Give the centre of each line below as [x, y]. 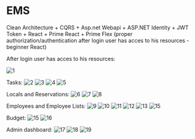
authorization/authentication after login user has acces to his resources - [98, 40]
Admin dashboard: [30, 129]
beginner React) [27, 47]
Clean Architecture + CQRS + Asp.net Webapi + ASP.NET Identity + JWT [97, 27]
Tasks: [15, 82]
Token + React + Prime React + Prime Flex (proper [69, 34]
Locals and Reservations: [38, 94]
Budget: [16, 118]
